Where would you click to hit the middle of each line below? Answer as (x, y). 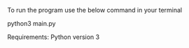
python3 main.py (31, 23)
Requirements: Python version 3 (54, 37)
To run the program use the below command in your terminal (95, 10)
